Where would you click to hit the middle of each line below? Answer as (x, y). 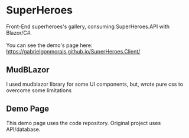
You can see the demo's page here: (49, 45)
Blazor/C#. (19, 32)
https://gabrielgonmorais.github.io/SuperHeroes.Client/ (73, 51)
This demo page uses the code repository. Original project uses (84, 123)
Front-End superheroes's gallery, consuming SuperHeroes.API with (88, 26)
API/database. (23, 129)
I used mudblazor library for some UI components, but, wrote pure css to (95, 84)
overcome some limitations (39, 90)
